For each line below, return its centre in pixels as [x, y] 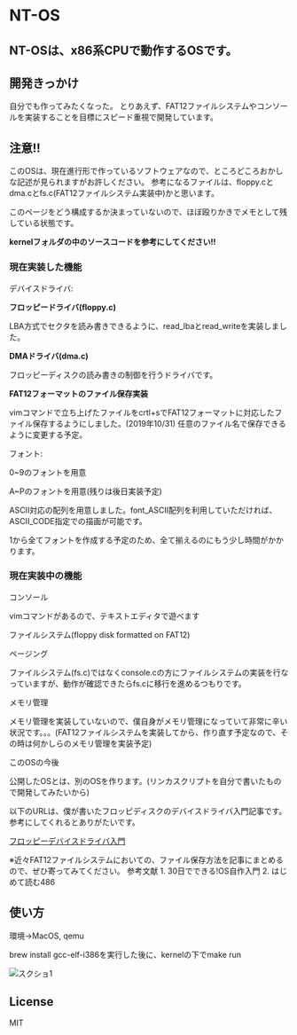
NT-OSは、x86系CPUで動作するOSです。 [123, 50]
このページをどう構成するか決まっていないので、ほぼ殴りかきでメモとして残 [148, 212]
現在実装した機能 [46, 267]
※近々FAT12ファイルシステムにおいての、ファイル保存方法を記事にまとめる [146, 859]
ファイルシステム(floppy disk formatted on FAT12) [100, 634]
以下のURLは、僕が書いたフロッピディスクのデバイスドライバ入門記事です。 [148, 811]
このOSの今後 [34, 762]
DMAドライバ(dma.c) [49, 356]
